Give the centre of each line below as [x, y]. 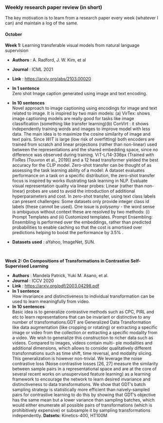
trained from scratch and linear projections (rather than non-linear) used [84, 144]
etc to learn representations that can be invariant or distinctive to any [81, 317]
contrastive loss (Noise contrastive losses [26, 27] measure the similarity [85, 363]
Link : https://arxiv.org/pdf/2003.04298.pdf [56, 286]
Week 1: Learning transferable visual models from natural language [72, 45]
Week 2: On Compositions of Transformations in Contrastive [67, 261]
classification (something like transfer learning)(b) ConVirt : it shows [80, 123]
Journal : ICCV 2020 [33, 281]
